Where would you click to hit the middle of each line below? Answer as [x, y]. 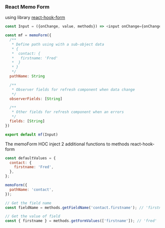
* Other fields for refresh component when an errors [68, 112]
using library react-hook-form [35, 18]
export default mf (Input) [31, 135]
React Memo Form [27, 7]
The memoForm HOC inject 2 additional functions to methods [67, 144]
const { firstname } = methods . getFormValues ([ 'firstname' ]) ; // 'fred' [81, 221]
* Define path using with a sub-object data [58, 44]
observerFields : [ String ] [36, 99]
